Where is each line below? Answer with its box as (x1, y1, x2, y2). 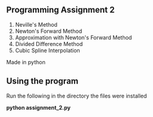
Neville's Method (15, 21, 58, 28)
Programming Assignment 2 (6, 5, 115, 15)
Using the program (6, 76, 79, 87)
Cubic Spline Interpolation (15, 47, 80, 54)
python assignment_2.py (6, 104, 71, 111)
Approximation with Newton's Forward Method (15, 33, 132, 41)
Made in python (6, 58, 46, 65)
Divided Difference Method (15, 40, 83, 47)
